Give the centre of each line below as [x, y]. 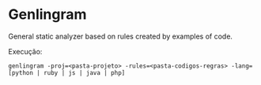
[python [21, 72]
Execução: [25, 51]
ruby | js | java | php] [84, 72]
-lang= [242, 66]
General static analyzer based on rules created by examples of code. [121, 36]
